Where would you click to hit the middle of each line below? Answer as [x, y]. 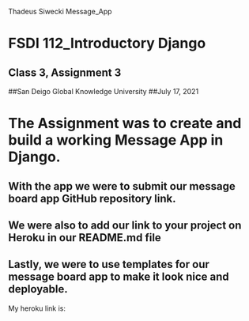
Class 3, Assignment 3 [65, 72]
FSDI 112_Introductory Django [107, 43]
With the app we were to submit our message [122, 186]
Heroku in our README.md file [85, 238]
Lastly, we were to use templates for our [109, 264]
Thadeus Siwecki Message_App [60, 11]
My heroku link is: [37, 308]
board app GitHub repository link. [92, 198]
